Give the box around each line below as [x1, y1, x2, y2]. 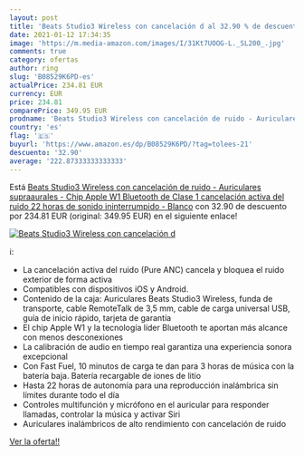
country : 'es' [9, 123, 63, 132]
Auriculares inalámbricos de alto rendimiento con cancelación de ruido [22, 418, 287, 429]
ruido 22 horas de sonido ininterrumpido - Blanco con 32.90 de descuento [9, 200, 288, 211]
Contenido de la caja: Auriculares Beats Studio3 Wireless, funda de [22, 293, 273, 304]
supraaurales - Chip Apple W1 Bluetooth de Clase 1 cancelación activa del [9, 191, 285, 202]
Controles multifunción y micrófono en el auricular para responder [22, 399, 270, 410]
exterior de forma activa [22, 274, 113, 285]
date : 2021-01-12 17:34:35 [9, 30, 111, 39]
